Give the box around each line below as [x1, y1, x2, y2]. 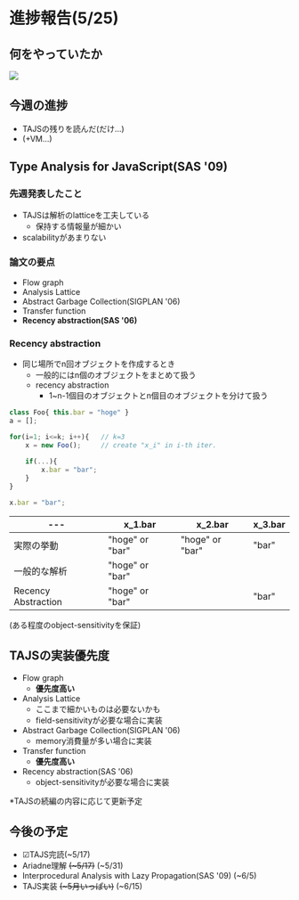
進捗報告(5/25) [9, 8, 119, 29]
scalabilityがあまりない [21, 232, 107, 242]
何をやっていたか [9, 46, 102, 61]
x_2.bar [196, 518, 229, 530]
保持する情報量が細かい [35, 220, 122, 232]
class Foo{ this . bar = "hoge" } [9, 408, 129, 417]
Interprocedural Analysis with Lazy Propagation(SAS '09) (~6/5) [21, 871, 257, 881]
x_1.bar [123, 518, 157, 530]
